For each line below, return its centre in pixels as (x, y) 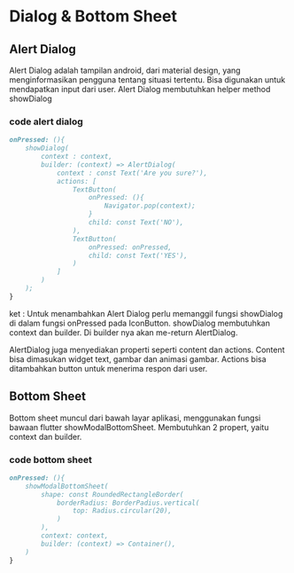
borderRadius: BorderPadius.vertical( (128, 503)
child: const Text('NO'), (136, 223)
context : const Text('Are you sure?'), (132, 173)
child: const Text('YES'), (138, 255)
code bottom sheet (51, 459)
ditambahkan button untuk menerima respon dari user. (108, 368)
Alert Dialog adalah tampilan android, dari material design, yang (125, 70)
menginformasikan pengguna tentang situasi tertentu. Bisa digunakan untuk (147, 80)
